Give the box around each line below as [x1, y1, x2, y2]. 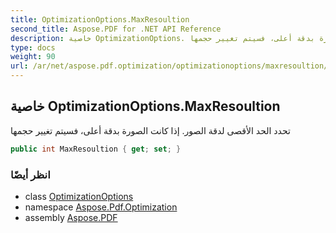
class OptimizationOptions [24, 190, 134, 202]
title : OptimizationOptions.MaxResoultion [10, 14, 190, 25]
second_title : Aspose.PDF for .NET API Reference [10, 24, 222, 34]
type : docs [10, 42, 56, 53]
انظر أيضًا [10, 167, 51, 181]
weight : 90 [10, 52, 56, 62]
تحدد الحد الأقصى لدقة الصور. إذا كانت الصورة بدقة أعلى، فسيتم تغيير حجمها [10, 124, 291, 136]
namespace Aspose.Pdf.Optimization [24, 201, 178, 213]
